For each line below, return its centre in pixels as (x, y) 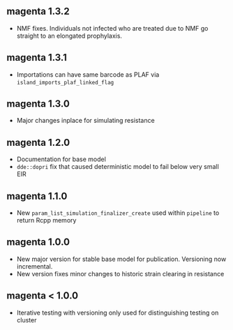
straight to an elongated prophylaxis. (69, 36)
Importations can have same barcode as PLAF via (88, 74)
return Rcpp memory (46, 220)
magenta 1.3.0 (38, 104)
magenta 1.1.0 (37, 196)
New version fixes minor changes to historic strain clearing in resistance (120, 273)
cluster (27, 320)
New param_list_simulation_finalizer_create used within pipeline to (118, 213)
